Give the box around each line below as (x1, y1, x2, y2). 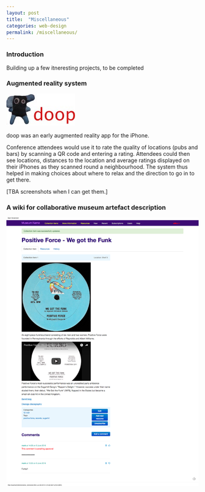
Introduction (6, 50, 44, 59)
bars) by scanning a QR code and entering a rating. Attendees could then (6, 150, 190, 157)
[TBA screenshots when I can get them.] (6, 188, 108, 195)
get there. (6, 176, 31, 183)
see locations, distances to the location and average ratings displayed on (6, 156, 190, 164)
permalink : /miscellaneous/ (6, 29, 78, 35)
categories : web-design (6, 23, 67, 29)
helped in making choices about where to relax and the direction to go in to (6, 169, 195, 177)
